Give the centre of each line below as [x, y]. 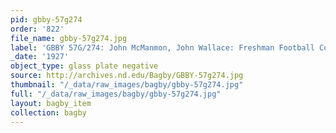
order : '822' [37, 29]
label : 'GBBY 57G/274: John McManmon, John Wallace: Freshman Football [162, 47]
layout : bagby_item [51, 103]
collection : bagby [48, 112]
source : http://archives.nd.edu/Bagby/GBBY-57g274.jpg [127, 76]
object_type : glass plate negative [84, 66]
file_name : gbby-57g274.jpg [69, 38]
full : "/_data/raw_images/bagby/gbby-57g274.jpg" [116, 94]
